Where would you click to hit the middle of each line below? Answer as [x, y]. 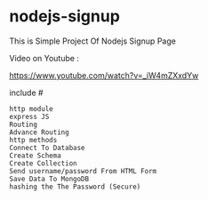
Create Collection [43, 163]
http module [31, 108]
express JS [29, 116]
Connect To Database [48, 148]
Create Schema [36, 156]
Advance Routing [39, 132]
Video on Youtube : [44, 58]
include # [26, 92]
